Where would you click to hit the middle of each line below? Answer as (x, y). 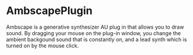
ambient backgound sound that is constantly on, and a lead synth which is (97, 39)
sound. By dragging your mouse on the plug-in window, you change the (94, 33)
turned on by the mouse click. (42, 46)
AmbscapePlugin (49, 11)
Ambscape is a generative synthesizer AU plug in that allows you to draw (95, 27)
